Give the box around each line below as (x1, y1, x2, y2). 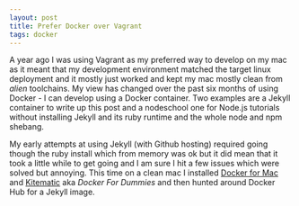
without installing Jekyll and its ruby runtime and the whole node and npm (9, 112, 283, 122)
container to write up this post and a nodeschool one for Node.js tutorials (9, 103, 280, 113)
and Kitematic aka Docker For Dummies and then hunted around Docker (9, 177, 276, 188)
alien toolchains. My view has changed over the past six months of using (9, 83, 279, 94)
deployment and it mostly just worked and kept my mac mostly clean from (9, 74, 283, 85)
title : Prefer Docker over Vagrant (9, 22, 143, 31)
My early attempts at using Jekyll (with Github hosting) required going (9, 139, 268, 149)
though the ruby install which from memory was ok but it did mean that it (9, 148, 278, 159)
